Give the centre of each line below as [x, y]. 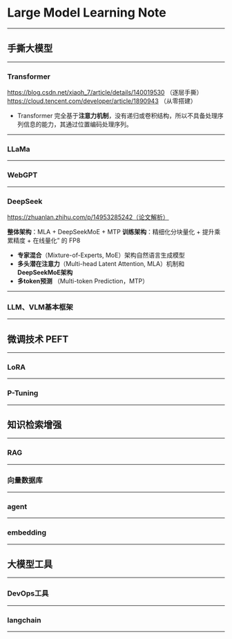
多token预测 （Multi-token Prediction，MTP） [83, 280]
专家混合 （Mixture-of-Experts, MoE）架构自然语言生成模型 [101, 255]
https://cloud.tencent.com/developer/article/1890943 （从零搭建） [102, 101]
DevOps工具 [28, 593]
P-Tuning [23, 393]
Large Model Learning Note [87, 13]
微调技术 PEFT [38, 339]
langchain [24, 620]
